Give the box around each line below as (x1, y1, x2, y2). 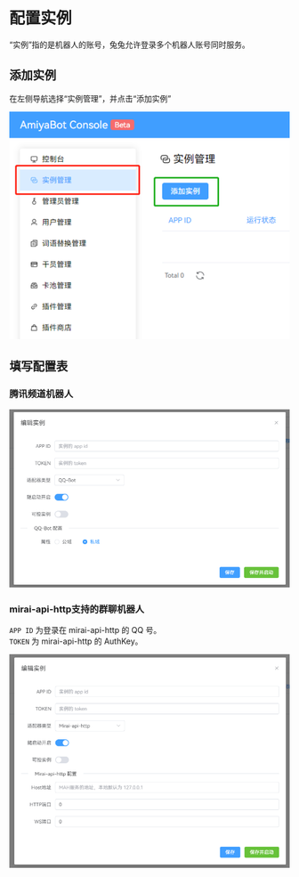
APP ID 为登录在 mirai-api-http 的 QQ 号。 (9, 625, 162, 636)
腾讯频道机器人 (9, 388, 74, 401)
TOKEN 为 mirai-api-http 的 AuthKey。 (9, 636, 143, 646)
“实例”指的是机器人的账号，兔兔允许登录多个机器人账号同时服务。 (9, 39, 251, 50)
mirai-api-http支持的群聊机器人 (9, 603, 145, 615)
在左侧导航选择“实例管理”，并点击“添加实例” (9, 93, 172, 103)
